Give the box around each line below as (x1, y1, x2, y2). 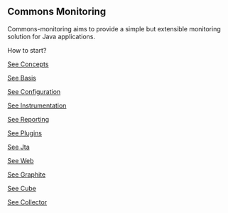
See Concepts (7, 60, 49, 68)
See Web (7, 156, 34, 165)
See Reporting (7, 115, 50, 123)
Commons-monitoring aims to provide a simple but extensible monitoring (7, 24, 222, 33)
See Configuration (7, 87, 61, 95)
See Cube (7, 184, 37, 192)
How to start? (7, 46, 47, 54)
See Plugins (7, 128, 43, 137)
